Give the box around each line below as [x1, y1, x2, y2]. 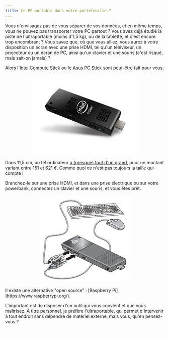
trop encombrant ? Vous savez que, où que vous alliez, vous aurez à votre [5, 38, 158, 45]
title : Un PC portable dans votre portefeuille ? [5, 8, 112, 13]
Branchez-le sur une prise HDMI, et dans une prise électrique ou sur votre [5, 180, 159, 186]
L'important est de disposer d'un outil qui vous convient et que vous [5, 302, 146, 308]
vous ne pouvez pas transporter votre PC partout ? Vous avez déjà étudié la [5, 28, 162, 34]
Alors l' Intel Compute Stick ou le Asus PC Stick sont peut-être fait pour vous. [5, 65, 164, 71]
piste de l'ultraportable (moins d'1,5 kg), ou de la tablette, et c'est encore [5, 33, 156, 39]
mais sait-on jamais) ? [5, 55, 51, 61]
